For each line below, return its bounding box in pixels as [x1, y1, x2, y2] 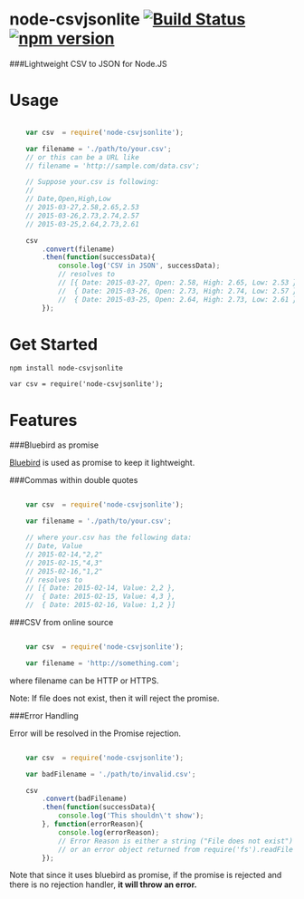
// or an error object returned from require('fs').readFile [57, 845, 294, 854]
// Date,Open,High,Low [25, 195, 111, 204]
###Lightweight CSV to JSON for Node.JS [9, 58, 167, 69]
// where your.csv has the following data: [25, 533, 193, 543]
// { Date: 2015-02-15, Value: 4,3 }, [25, 592, 176, 602]
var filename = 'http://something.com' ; [25, 658, 180, 668]
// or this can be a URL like [25, 152, 140, 162]
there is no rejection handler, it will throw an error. [9, 879, 197, 890]
